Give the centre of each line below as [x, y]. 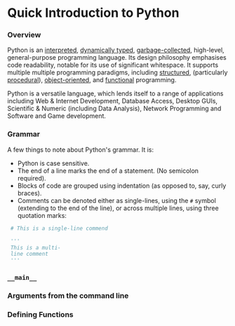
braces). [29, 193]
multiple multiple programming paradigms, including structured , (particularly [117, 72]
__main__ [22, 278]
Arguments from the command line [68, 295]
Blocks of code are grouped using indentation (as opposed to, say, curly [122, 185]
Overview [24, 35]
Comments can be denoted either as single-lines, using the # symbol [116, 200]
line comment [29, 254]
